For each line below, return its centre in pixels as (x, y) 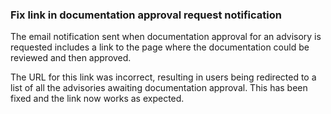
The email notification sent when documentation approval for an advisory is (166, 37)
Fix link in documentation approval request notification (146, 15)
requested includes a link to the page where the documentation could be (160, 47)
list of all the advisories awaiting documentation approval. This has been (159, 88)
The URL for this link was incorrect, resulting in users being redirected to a (163, 77)
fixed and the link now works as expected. (97, 99)
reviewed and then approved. (71, 58)
